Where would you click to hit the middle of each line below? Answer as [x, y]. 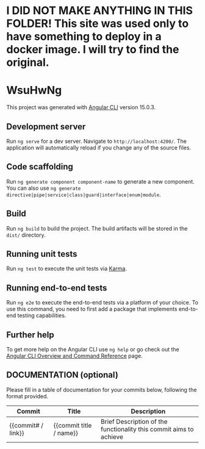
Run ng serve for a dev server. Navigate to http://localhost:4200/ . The [97, 141]
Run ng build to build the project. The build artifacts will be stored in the [97, 228]
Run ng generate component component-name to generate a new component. [101, 181]
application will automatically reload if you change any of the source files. [99, 148]
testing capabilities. [42, 315]
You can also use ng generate [44, 188]
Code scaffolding [40, 167]
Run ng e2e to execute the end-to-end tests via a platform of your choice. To [103, 303]
